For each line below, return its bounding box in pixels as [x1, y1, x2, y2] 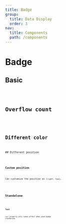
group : [5, 12, 19, 17]
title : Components [9, 30, 48, 35]
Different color [5, 135, 48, 141]
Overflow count [5, 105, 52, 113]
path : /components [9, 35, 48, 40]
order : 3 [9, 21, 28, 26]
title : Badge [5, 7, 32, 12]
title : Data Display [9, 16, 52, 21]
